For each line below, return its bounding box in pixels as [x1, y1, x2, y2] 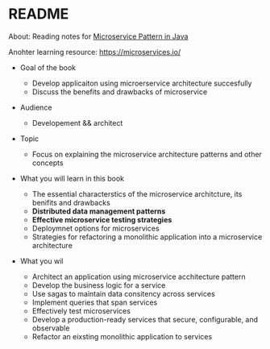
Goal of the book [19, 62, 77, 73]
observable [31, 323, 70, 333]
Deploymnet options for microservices [31, 223, 160, 233]
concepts [31, 158, 64, 168]
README [8, 5, 69, 23]
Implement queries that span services [31, 297, 158, 307]
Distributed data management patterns [31, 206, 166, 216]
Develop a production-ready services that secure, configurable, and [31, 314, 259, 324]
